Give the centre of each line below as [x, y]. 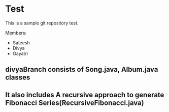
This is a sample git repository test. [42, 23]
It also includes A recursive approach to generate [85, 95]
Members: [16, 33]
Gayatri [20, 53]
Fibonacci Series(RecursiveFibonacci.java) [75, 103]
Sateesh [21, 43]
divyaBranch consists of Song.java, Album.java [82, 69]
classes [18, 78]
